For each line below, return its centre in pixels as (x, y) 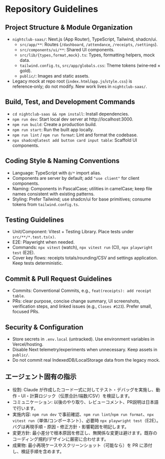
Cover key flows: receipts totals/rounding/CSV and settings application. (85, 258)
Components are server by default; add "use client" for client (76, 178)
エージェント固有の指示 (41, 377)
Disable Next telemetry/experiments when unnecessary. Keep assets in (85, 350)
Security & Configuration (44, 327)
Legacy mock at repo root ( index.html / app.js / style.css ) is (72, 81)
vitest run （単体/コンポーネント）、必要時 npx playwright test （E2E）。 (86, 420)
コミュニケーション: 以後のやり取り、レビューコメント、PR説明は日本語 (85, 402)
